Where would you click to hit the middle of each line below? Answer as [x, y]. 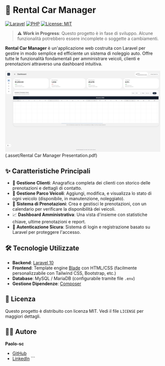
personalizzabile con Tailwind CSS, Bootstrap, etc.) [64, 273]
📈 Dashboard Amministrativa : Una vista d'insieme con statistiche [80, 215]
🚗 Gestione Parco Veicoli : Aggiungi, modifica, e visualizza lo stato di [82, 193]
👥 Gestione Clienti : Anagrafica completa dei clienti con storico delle [81, 183]
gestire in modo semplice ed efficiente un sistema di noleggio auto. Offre [79, 53]
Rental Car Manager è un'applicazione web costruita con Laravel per [75, 48]
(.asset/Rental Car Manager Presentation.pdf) [51, 155]
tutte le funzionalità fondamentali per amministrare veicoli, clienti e [73, 58]
